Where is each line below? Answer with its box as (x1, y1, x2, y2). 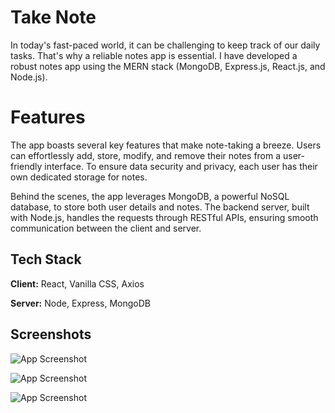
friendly (10, 160, 43, 172)
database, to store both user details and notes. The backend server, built (10, 201, 310, 213)
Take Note (10, 6, 97, 29)
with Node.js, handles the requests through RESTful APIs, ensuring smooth (10, 211, 319, 223)
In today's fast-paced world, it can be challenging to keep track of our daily (10, 39, 321, 51)
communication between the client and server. (10, 222, 202, 234)
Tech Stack (10, 251, 82, 268)
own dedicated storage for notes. (10, 171, 148, 183)
